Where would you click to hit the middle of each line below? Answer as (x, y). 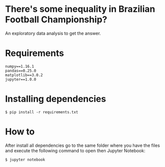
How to (20, 131)
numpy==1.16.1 (20, 66)
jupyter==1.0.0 (21, 79)
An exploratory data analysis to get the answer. (53, 33)
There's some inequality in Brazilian (80, 9)
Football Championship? (56, 20)
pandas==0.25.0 (21, 71)
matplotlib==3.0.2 (24, 75)
